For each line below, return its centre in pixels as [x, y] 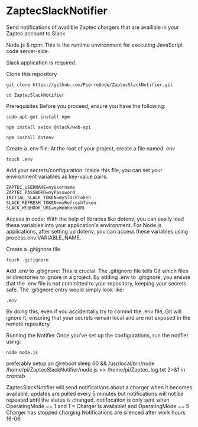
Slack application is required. [41, 63]
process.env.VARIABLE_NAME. [44, 238]
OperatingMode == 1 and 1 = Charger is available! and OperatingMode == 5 [98, 406]
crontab [16, 376]
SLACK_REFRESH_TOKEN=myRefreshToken [51, 203]
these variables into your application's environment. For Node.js [84, 225]
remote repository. [29, 324]
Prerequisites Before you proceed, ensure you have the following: [86, 106]
